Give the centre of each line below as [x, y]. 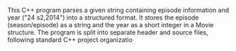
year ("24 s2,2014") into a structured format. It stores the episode [103, 17]
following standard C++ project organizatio [70, 40]
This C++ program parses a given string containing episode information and [118, 10]
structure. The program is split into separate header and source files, [108, 32]
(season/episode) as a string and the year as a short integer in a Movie [111, 25]
